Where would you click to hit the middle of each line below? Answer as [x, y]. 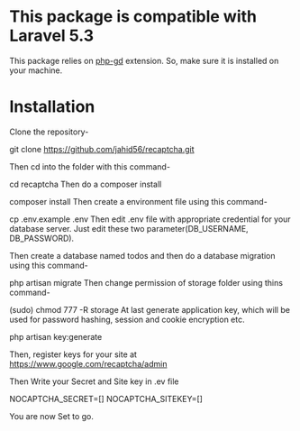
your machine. [36, 70]
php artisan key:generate [56, 336]
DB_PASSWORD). [42, 238]
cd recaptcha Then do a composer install [86, 184]
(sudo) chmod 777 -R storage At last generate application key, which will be [150, 309]
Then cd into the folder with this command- [90, 166]
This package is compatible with [133, 17]
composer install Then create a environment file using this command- [138, 201]
